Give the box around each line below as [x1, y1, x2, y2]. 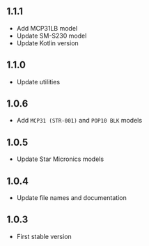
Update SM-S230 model [16, 31, 87, 40]
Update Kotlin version [16, 38, 79, 47]
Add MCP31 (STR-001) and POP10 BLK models [16, 116, 143, 125]
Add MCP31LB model [16, 24, 78, 32]
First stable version [16, 232, 72, 240]
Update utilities [16, 77, 61, 86]
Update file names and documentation [16, 194, 127, 202]
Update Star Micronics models [16, 155, 104, 163]
